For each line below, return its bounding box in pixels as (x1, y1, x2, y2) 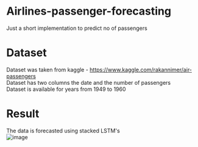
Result (6, 107, 40, 121)
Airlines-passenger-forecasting (6, 4, 172, 18)
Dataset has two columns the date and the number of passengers (6, 79, 171, 86)
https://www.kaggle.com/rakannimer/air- (89, 66, 193, 73)
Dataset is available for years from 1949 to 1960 (6, 85, 126, 93)
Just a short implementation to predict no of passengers (6, 24, 147, 32)
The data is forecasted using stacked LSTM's (6, 127, 120, 134)
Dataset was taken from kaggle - (6, 66, 88, 73)
